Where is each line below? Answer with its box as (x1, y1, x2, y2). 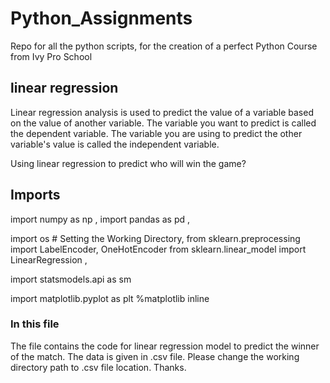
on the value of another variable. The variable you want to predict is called (10, 117, 317, 129)
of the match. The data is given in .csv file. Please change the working (10, 350, 300, 362)
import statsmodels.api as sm (10, 273, 132, 285)
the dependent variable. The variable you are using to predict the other (10, 127, 303, 139)
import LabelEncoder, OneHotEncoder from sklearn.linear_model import (10, 243, 307, 255)
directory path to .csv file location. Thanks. (10, 361, 187, 373)
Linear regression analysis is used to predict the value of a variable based (10, 106, 314, 118)
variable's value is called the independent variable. (10, 138, 220, 150)
